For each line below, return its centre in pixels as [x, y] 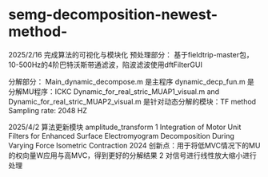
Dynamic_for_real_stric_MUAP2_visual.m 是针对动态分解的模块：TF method [132, 101]
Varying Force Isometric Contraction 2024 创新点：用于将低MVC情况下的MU [134, 145]
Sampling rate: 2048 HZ [48, 110]
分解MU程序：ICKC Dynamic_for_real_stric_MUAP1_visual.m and [114, 91]
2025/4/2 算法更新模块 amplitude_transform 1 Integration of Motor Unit [125, 127]
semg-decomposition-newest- [113, 15]
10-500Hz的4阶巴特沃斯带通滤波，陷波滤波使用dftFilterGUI [105, 65]
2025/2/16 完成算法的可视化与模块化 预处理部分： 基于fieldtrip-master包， [131, 54]
